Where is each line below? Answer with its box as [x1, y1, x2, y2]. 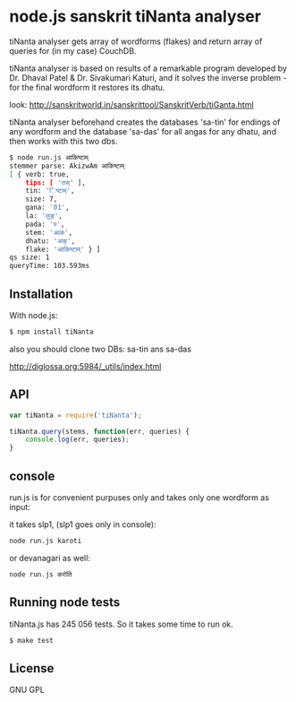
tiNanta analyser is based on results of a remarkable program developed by [9, 63, 288, 74]
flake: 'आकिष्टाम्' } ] [25, 245, 101, 254]
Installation [9, 286, 73, 301]
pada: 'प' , [25, 220, 65, 229]
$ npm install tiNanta [9, 327, 94, 336]
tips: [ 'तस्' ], [25, 178, 87, 187]
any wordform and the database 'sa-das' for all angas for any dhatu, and [9, 126, 277, 136]
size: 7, [25, 195, 58, 204]
